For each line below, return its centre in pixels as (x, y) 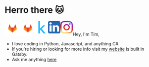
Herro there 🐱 (34, 10)
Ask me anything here (34, 59)
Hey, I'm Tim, (86, 34)
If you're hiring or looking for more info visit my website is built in (78, 49)
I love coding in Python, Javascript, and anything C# (65, 43)
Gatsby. (20, 54)
